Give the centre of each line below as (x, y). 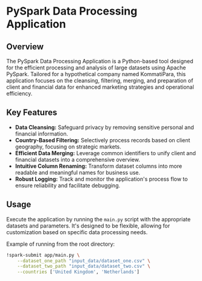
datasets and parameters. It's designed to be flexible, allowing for (88, 226)
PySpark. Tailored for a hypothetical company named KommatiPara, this (96, 74)
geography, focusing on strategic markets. (68, 147)
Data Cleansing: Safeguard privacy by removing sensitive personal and (104, 127)
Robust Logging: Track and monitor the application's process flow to (101, 179)
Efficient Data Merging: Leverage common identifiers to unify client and (105, 153)
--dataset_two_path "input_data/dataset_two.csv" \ (84, 266)
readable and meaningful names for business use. (78, 172)
